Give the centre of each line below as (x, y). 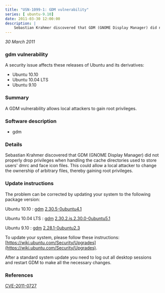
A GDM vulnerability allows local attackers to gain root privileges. (71, 108)
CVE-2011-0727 (21, 286)
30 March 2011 (20, 42)
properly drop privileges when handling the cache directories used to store (81, 160)
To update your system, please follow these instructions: (62, 237)
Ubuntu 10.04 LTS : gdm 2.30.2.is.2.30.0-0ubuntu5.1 (58, 218)
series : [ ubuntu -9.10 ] (29, 14)
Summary (17, 98)
